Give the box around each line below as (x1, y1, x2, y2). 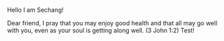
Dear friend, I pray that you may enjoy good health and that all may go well (7, 19, 218, 27)
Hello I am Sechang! (7, 6, 64, 14)
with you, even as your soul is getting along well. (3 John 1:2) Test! (7, 27, 195, 34)
